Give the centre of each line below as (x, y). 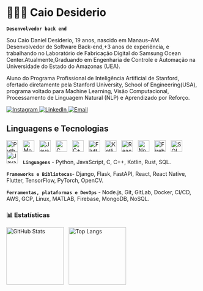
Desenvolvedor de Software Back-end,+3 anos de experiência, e (88, 47)
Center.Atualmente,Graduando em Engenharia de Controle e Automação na (101, 59)
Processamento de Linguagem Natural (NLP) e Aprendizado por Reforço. (98, 97)
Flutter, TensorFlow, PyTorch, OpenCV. (55, 180)
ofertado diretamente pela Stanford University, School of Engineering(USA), (102, 85)
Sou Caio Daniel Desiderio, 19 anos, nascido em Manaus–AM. (83, 40)
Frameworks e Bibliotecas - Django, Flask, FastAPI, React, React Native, (96, 173)
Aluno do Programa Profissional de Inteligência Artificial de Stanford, (93, 78)
